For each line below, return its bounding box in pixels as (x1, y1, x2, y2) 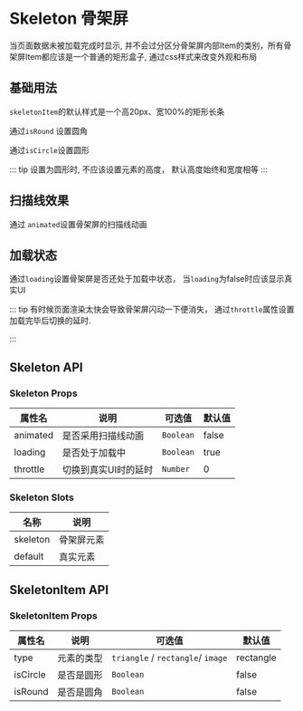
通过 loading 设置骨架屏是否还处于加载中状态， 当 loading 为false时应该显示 (9, 274, 285, 284)
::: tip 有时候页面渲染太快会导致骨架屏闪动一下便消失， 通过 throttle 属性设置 (9, 304, 295, 315)
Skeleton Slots (9, 491, 74, 504)
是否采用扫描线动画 (62, 429, 145, 442)
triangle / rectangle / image (111, 651, 228, 664)
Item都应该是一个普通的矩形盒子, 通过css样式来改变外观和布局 (24, 51, 258, 62)
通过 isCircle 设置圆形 (9, 144, 90, 155)
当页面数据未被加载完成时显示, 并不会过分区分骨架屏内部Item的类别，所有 (9, 40, 284, 51)
